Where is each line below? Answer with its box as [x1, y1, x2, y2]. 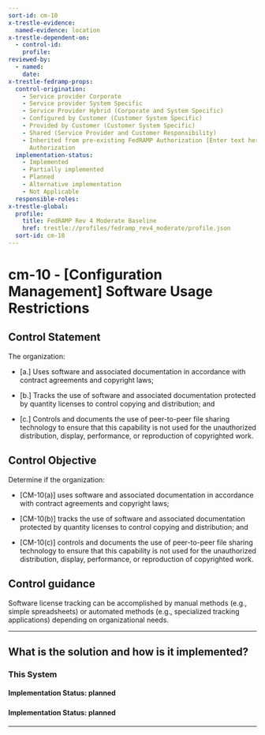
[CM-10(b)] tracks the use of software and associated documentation [19, 514, 246, 523]
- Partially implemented [22, 166, 104, 174]
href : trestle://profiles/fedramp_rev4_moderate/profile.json [22, 224, 231, 233]
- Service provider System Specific [22, 99, 144, 107]
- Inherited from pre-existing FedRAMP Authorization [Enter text [22, 136, 245, 144]
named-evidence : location [15, 26, 101, 34]
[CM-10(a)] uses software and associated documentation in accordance [19, 490, 254, 500]
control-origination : [15, 84, 87, 93]
